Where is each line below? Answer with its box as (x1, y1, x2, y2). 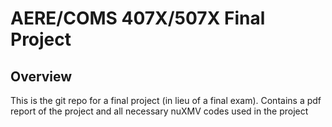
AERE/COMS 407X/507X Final (10, 7, 266, 30)
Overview (10, 68, 73, 85)
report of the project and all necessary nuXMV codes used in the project (10, 105, 309, 117)
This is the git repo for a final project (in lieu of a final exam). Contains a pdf (10, 95, 322, 106)
